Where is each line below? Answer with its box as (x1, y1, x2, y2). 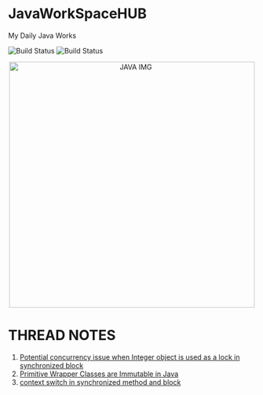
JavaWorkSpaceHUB (8, 5, 148, 23)
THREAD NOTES (8, 327, 116, 345)
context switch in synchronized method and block (19, 377, 181, 386)
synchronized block (19, 360, 84, 370)
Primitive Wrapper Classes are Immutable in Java (19, 369, 179, 378)
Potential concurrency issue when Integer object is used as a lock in (19, 352, 240, 362)
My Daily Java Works (8, 31, 77, 40)
